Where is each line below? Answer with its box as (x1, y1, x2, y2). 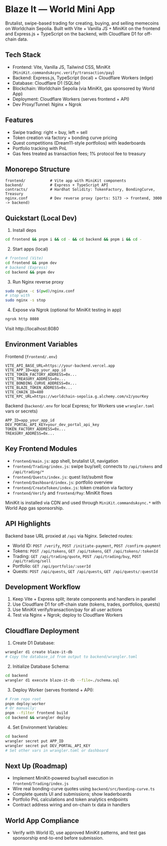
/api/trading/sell (12, 558, 51, 563)
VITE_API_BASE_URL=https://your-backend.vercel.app (5, 363, 115, 368)
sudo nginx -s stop (5, 298, 46, 303)
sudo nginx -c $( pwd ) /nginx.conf (5, 289, 75, 294)
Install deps (12, 227, 36, 233)
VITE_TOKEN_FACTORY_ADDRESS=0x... (5, 372, 77, 377)
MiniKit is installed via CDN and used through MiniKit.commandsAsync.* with (5, 499, 161, 505)
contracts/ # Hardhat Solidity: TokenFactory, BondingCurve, (5, 187, 155, 192)
